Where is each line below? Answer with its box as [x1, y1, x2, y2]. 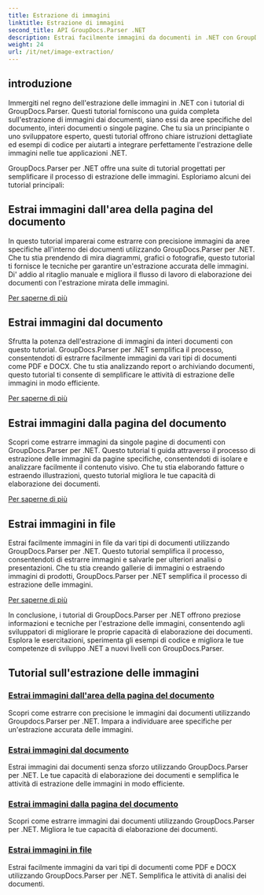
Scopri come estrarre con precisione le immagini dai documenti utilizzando [8, 708, 251, 717]
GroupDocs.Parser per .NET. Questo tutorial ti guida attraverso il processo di [8, 446, 256, 455]
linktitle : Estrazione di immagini [8, 19, 125, 27]
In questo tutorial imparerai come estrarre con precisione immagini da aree [8, 236, 250, 245]
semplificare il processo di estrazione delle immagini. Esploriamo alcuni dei [8, 171, 251, 181]
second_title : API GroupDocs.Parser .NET [8, 26, 146, 34]
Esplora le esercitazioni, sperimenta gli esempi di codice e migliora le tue [8, 635, 244, 645]
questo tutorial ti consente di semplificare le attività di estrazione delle [8, 370, 235, 380]
